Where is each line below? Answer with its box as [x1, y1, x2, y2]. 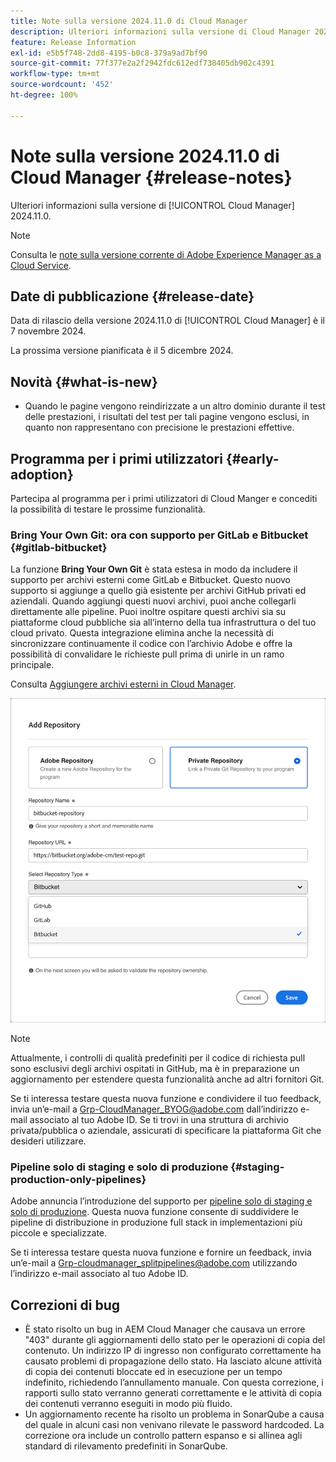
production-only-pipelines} [10, 1172, 147, 1186]
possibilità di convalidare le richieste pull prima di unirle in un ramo [10, 648, 285, 660]
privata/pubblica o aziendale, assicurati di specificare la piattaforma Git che [10, 1124, 322, 1136]
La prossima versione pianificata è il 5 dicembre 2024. [10, 345, 234, 357]
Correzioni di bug [10, 1296, 121, 1314]
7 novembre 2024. [10, 325, 87, 337]
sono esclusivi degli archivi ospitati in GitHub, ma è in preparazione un [10, 1062, 300, 1074]
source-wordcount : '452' [10, 80, 114, 90]
